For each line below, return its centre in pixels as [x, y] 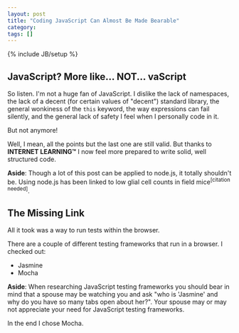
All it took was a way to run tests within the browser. [84, 230]
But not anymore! [33, 130]
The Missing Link [46, 213]
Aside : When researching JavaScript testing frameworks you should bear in [118, 287]
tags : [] [20, 34]
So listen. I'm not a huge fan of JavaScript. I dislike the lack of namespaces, [118, 94]
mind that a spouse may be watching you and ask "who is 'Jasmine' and [113, 294]
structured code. [32, 159]
